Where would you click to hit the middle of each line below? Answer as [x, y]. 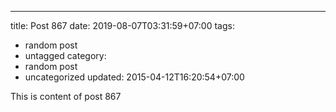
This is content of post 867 [66, 96]
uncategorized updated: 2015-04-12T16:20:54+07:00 [134, 77]
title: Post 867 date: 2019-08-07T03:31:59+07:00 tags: [122, 25]
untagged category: [65, 55]
